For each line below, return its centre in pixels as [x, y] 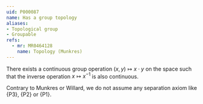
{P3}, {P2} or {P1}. [29, 94]
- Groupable [21, 35]
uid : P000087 [23, 12]
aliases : [17, 23]
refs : [13, 40]
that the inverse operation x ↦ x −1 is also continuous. [72, 75]
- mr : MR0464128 [32, 46]
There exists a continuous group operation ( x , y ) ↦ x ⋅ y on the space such [99, 69]
